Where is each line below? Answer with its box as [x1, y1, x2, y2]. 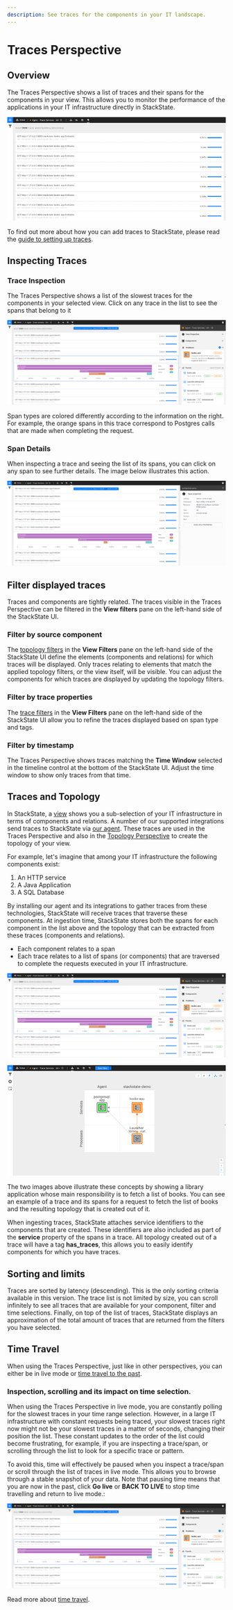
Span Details [7, 443, 51, 453]
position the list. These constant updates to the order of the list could [7, 1432, 205, 1440]
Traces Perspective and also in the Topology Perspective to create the [7, 831, 208, 840]
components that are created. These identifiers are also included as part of [7, 1226, 222, 1234]
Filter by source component [7, 630, 103, 639]
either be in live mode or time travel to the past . [7, 1369, 142, 1377]
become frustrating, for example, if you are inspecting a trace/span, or [7, 1439, 209, 1448]
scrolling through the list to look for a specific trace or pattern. [7, 1447, 185, 1455]
